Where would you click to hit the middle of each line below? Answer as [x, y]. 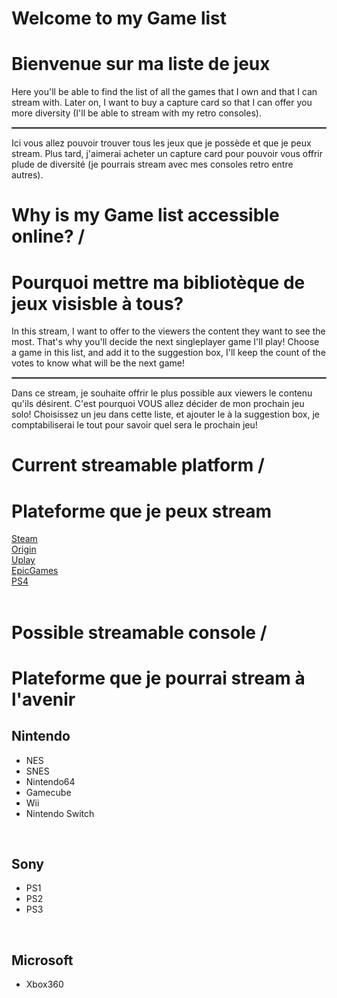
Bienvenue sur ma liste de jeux [141, 64]
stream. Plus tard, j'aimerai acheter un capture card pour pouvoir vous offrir [167, 154]
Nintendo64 [50, 781]
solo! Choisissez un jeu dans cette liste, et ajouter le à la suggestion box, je [166, 414]
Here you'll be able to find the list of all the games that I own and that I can [164, 92]
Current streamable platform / [138, 465]
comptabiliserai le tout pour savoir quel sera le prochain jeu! [134, 425]
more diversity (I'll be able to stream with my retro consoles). [136, 113]
